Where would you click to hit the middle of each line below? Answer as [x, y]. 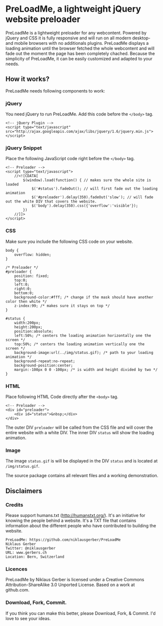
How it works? [28, 79]
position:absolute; [34, 331]
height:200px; [28, 327]
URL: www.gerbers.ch [26, 552]
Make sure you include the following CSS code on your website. [69, 241]
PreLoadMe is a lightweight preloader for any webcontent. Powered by [76, 33]
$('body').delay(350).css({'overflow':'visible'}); [85, 206]
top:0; [21, 280]
